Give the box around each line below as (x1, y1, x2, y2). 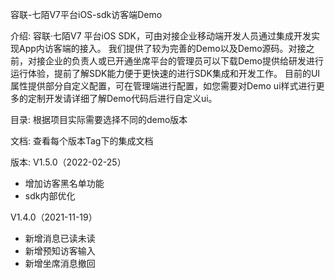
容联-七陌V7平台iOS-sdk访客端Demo (10, 9, 163, 20)
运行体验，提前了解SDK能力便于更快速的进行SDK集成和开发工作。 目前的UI (10, 68, 321, 79)
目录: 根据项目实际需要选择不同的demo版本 (10, 114, 188, 125)
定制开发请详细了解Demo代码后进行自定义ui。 (27, 93, 218, 104)
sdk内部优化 (24, 190, 76, 202)
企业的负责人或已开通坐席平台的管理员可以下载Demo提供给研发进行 (44, 55, 324, 67)
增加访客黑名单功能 (24, 178, 105, 189)
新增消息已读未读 (24, 233, 96, 244)
